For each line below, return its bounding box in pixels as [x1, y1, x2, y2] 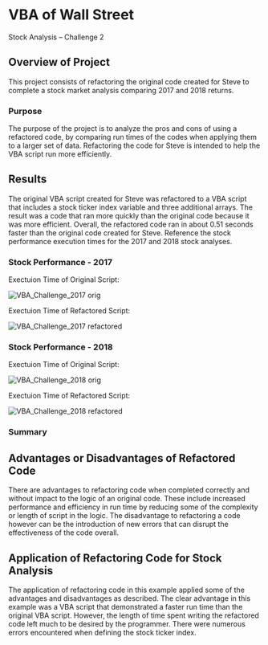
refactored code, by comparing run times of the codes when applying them [8, 133, 257, 142]
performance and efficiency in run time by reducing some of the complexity [8, 502, 258, 512]
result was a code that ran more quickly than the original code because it [8, 210, 250, 220]
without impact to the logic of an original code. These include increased [8, 494, 246, 504]
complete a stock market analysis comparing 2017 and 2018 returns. [8, 85, 234, 95]
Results [8, 173, 47, 186]
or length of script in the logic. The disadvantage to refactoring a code [8, 511, 241, 520]
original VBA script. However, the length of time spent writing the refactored [8, 610, 259, 620]
